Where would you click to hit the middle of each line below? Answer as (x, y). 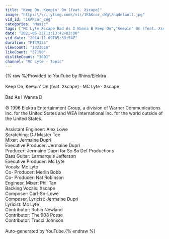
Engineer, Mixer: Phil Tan (31, 183)
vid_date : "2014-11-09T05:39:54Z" (41, 38)
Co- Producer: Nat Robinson (35, 177)
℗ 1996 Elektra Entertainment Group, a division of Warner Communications (83, 108)
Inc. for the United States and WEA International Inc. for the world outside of (84, 113)
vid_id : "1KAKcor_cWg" (29, 19)
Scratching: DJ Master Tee (33, 135)
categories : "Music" (27, 24)
